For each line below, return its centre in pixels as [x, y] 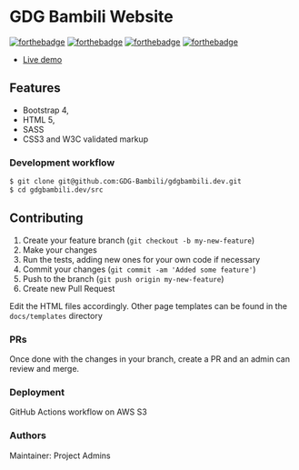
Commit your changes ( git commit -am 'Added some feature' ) [139, 269]
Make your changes [60, 250]
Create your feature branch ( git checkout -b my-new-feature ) [139, 240]
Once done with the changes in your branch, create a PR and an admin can [150, 359]
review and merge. [45, 368]
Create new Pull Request [69, 288]
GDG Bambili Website [92, 17]
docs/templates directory [56, 315]
